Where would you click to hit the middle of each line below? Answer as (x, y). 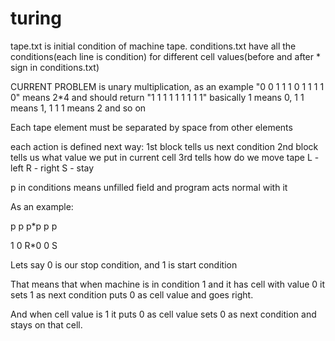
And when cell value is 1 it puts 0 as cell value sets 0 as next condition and (163, 314)
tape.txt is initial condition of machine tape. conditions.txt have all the (153, 46)
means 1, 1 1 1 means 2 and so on (78, 108)
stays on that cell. (46, 324)
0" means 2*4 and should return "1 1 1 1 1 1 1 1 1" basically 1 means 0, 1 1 (157, 97)
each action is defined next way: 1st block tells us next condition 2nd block (164, 146)
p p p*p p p (34, 226)
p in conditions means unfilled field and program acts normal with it (149, 187)
